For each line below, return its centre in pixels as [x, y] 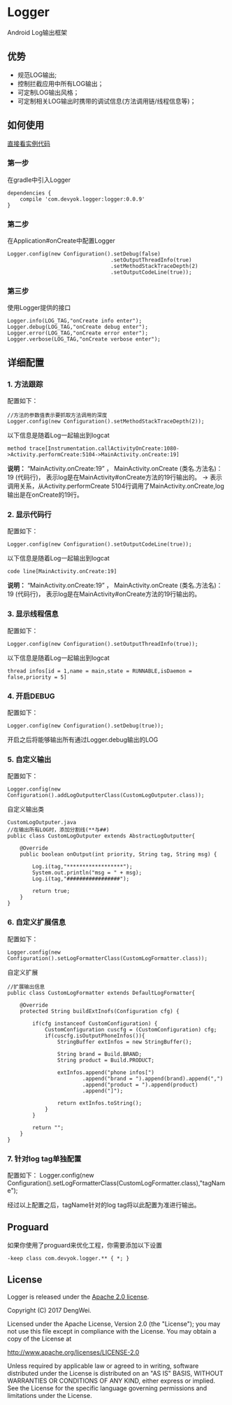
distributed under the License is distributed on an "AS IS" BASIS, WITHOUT [115, 1373]
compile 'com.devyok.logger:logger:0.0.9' [82, 199]
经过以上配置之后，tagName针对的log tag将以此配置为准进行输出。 [104, 1205]
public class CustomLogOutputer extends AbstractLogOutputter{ [101, 836]
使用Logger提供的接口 [39, 308]
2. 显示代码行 [29, 515]
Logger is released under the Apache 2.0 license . [78, 1297]
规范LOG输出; [37, 75]
